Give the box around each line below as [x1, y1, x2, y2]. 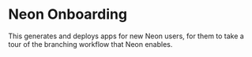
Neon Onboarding [8, 5, 128, 23]
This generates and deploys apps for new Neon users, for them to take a [8, 31, 245, 41]
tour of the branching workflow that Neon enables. [8, 39, 173, 48]
